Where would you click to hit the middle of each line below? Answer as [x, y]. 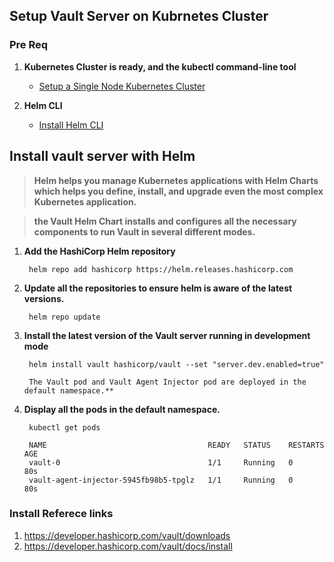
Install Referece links [61, 514]
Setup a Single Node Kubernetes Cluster [122, 86]
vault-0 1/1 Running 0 [161, 462]
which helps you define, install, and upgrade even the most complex [178, 191]
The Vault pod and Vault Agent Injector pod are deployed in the [167, 382]
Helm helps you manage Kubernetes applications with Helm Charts [176, 180]
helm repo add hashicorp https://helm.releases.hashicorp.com [161, 269]
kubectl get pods [64, 427]
